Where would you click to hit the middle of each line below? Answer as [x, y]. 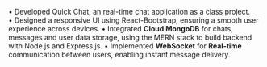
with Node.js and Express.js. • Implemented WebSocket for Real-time [125, 46]
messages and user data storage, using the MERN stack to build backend [130, 37]
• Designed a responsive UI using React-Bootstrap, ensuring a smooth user [134, 20]
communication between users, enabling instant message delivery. [119, 54]
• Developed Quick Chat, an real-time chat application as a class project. [129, 12]
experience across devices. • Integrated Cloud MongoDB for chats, [121, 29]
